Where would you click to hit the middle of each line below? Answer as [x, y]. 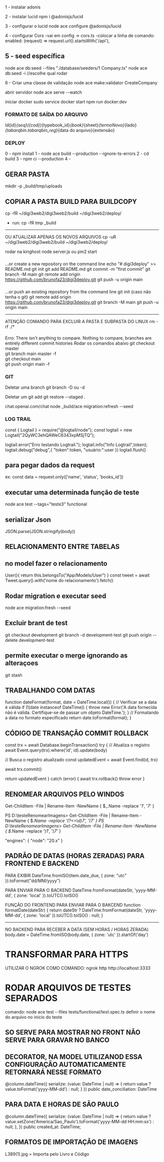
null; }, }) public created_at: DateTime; [43, 1127]
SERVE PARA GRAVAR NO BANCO [57, 1040]
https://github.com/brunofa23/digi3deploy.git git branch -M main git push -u [82, 302]
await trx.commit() [23, 769]
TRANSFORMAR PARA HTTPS [67, 954]
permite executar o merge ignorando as [66, 656]
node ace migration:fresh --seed [38, 607]
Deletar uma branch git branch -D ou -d [45, 387]
